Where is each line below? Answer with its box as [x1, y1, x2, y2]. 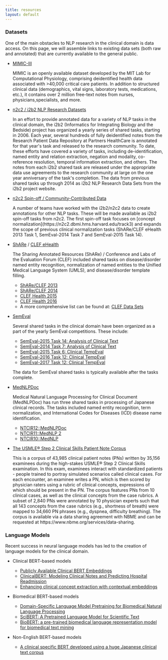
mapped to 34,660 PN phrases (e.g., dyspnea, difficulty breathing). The [12, 508, 161, 514]
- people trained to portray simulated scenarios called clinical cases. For [12, 471, 162, 477]
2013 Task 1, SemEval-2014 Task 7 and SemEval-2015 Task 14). [12, 231, 143, 237]
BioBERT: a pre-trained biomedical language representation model [20, 619, 157, 625]
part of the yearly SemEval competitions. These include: [12, 328, 129, 334]
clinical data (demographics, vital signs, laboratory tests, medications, [12, 86, 157, 92]
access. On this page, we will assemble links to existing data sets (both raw [5, 45, 161, 51]
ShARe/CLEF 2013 [20, 282, 58, 288]
